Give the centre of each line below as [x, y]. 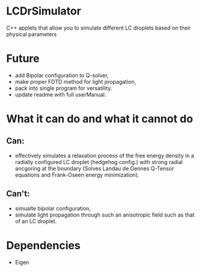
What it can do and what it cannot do [100, 119]
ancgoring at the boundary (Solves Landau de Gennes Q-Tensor [94, 168]
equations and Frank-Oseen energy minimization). [77, 175]
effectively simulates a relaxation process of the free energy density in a [104, 156]
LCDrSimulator [44, 11]
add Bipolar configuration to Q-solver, [62, 75]
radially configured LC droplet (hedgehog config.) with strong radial [99, 162]
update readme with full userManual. [60, 94]
